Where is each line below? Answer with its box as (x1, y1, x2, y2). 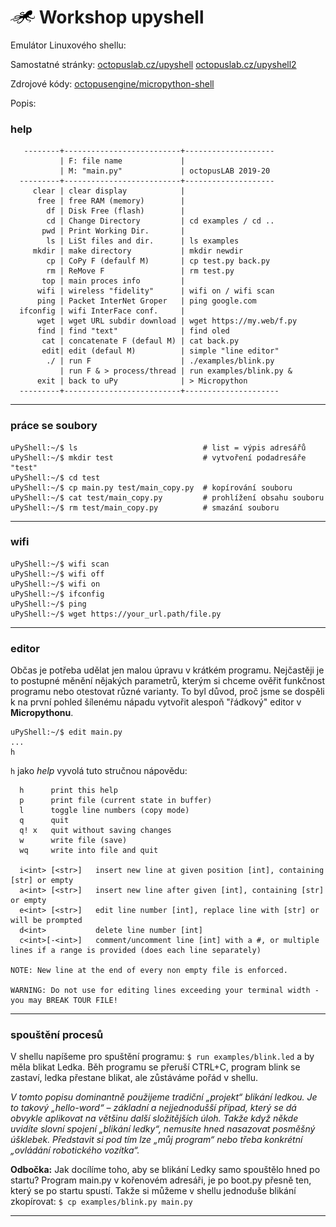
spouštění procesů (10, 1028, 104, 1042)
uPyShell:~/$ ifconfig (10, 589, 105, 599)
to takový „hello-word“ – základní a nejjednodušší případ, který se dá (10, 1102, 297, 1114)
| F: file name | (59, 156, 186, 166)
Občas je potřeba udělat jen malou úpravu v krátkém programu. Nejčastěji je (10, 664, 325, 676)
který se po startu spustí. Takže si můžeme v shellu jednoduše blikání (10, 1185, 297, 1197)
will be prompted (10, 916, 83, 926)
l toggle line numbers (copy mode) (19, 806, 190, 816)
